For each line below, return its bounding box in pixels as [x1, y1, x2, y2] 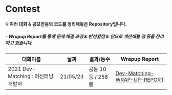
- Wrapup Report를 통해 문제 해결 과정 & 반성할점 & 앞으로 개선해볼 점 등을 [5, 34, 155, 40]
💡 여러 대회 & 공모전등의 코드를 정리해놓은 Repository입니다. [5, 21, 127, 27]
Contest [5, 3, 40, 15]
